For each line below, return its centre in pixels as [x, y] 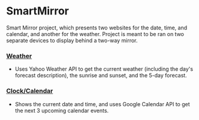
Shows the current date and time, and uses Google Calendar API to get [102, 104]
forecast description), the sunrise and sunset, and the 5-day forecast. [101, 76]
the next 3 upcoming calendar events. [62, 110]
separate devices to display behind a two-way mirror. [72, 40]
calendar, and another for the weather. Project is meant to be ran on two [95, 34]
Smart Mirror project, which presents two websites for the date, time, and [97, 28]
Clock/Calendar [30, 91]
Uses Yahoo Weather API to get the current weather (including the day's [104, 69]
